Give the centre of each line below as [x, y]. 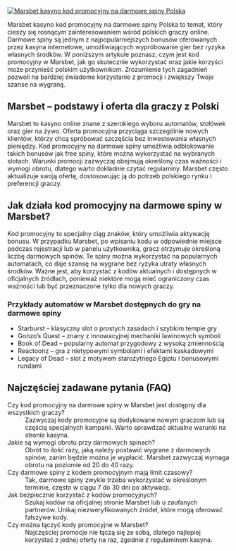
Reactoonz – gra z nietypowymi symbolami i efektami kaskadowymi [116, 351]
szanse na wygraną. [36, 84]
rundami [30, 366]
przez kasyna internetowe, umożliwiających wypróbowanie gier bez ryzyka [116, 47]
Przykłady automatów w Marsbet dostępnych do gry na [104, 304]
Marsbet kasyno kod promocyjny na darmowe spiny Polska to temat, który [115, 24]
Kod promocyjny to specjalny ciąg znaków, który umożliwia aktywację [108, 233]
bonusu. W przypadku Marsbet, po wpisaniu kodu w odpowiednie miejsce [115, 241]
